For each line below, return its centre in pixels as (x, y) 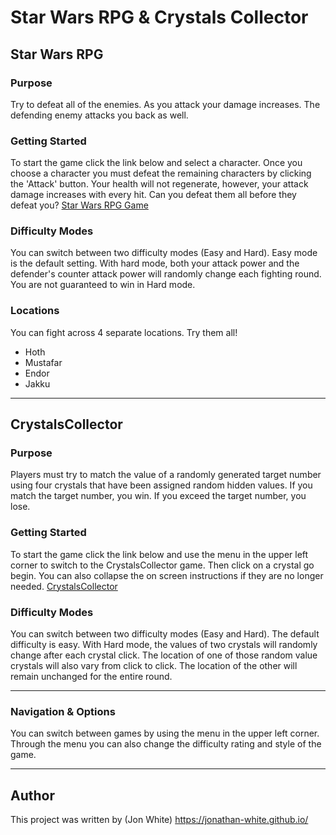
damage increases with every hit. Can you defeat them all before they (153, 195)
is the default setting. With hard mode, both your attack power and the (155, 263)
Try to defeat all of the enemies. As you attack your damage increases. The (165, 104)
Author (32, 795)
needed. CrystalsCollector (64, 586)
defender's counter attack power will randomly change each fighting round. (166, 274)
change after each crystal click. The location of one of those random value (164, 655)
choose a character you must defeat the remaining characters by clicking (161, 173)
